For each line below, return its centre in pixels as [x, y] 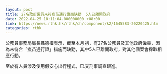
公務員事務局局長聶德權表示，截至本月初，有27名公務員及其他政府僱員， [80, 43]
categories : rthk [23, 28]
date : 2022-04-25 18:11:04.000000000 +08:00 [53, 19]
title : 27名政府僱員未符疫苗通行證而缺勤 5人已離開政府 [58, 14]
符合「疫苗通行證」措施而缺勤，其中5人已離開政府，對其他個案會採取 [86, 49]
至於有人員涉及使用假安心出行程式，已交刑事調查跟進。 [62, 66]
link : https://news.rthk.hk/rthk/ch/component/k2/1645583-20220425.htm [82, 24]
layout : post [19, 10]
